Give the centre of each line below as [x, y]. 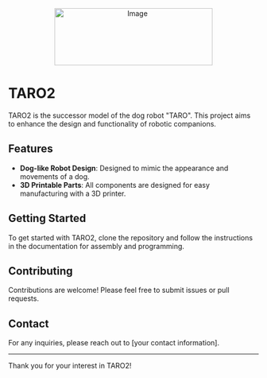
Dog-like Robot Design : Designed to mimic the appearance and [124, 168]
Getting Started [47, 218]
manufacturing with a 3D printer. [73, 193]
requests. [24, 298]
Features [31, 149]
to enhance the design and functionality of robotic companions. [112, 123]
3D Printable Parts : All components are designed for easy [115, 185]
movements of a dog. [54, 176]
